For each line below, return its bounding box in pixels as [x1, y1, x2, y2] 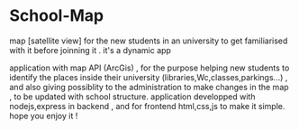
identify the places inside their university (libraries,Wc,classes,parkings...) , [9, 71, 288, 82]
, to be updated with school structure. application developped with [9, 91, 256, 102]
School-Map [9, 5, 104, 26]
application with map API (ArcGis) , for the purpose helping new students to [9, 62, 290, 73]
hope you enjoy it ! [9, 110, 78, 121]
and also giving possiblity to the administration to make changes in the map [9, 81, 290, 92]
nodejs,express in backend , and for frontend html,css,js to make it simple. [9, 100, 285, 111]
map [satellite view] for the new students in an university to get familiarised [9, 35, 288, 46]
